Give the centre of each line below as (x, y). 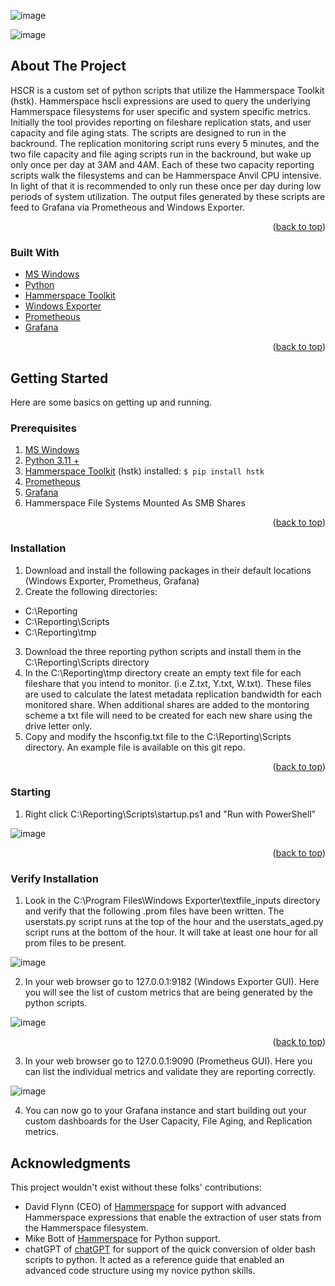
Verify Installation (54, 878)
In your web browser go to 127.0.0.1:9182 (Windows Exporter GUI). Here (172, 982)
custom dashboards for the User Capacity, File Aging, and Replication (168, 1121)
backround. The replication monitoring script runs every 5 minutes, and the (165, 143)
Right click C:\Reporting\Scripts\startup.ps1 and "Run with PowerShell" (170, 814)
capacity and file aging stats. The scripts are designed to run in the (148, 132)
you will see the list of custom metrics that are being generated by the (168, 992)
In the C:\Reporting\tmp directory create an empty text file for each (163, 672)
